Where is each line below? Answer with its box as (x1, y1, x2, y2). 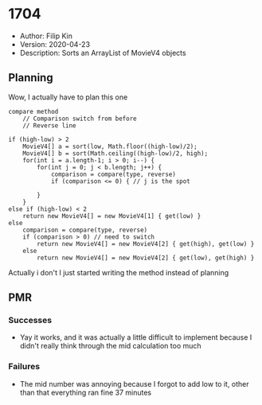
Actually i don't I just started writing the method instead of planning (8, 267, 229, 277)
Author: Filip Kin (19, 31, 73, 41)
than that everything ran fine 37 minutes (19, 387, 152, 397)
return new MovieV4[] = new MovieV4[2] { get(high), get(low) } (37, 239, 255, 247)
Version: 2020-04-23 (19, 39, 90, 49)
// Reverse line (22, 121, 77, 130)
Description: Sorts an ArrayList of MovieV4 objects (19, 48, 186, 57)
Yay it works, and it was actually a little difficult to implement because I (19, 333, 252, 342)
